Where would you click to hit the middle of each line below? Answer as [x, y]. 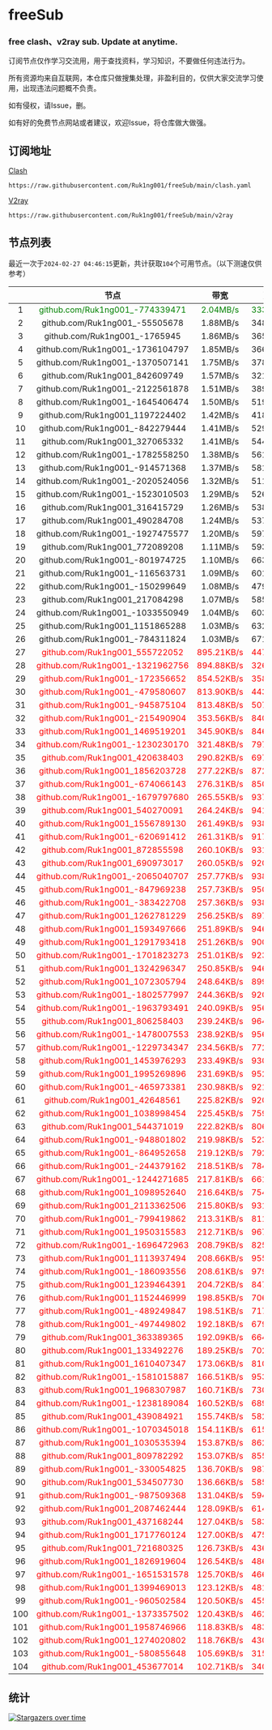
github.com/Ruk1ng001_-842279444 [113, 429]
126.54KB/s [220, 1561]
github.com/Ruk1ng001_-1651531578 [113, 1574]
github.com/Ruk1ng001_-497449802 [113, 1325]
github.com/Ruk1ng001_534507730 [113, 1483]
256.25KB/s [220, 916]
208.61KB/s [220, 1272]
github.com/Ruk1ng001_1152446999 [113, 1298]
